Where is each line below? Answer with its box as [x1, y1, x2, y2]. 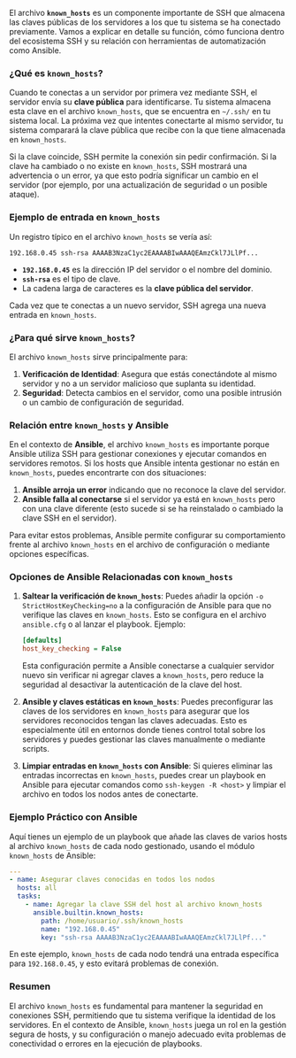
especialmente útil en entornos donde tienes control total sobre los [21, 725, 266, 736]
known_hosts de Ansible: [9, 850, 96, 861]
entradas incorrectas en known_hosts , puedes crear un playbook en [21, 770, 267, 781]
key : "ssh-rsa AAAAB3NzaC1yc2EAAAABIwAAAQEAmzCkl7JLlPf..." [41, 933, 267, 942]
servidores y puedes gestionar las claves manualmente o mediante [21, 734, 266, 745]
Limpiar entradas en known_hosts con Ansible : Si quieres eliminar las [21, 761, 273, 771]
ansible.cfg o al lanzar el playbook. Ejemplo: [21, 619, 186, 629]
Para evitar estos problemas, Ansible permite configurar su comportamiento [9, 530, 285, 541]
